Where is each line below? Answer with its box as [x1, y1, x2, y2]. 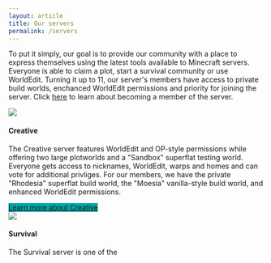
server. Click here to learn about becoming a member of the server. [8, 92, 234, 102]
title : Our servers [8, 19, 75, 28]
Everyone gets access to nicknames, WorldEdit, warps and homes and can [8, 161, 258, 171]
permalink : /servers [8, 27, 79, 35]
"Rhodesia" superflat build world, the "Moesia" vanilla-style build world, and [8, 178, 264, 188]
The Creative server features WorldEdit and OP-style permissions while [8, 143, 247, 154]
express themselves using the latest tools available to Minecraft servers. [8, 57, 250, 67]
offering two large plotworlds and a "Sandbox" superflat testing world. [8, 152, 243, 162]
